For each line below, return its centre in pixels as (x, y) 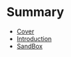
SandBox (30, 46)
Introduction (34, 38)
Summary (35, 12)
